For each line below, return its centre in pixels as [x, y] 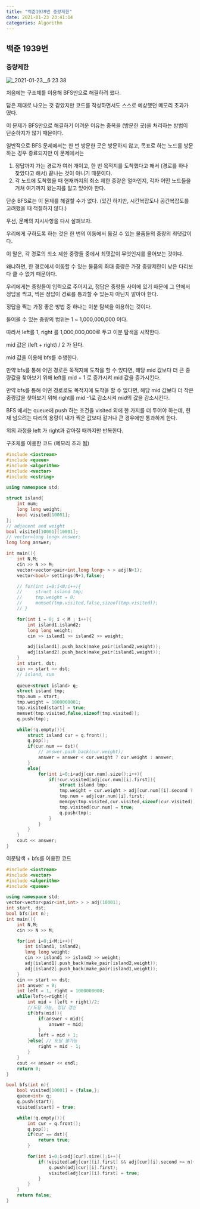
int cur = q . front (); [54, 1123]
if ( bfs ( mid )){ [45, 1013]
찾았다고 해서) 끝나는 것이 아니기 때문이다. [63, 173]
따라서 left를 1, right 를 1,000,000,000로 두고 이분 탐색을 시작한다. [83, 332]
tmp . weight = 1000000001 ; [49, 702]
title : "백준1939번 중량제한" [39, 12]
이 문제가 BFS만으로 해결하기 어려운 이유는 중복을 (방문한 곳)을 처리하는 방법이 [97, 125]
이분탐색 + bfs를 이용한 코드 [39, 858]
